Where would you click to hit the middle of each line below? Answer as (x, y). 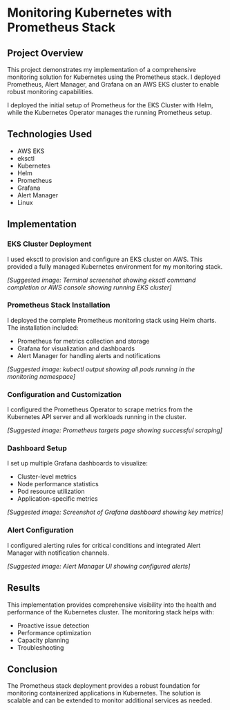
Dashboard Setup (37, 448)
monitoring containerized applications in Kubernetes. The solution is (104, 693)
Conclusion (32, 669)
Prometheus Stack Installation (59, 305)
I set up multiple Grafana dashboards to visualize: (78, 463)
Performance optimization (54, 632)
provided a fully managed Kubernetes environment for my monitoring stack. (115, 266)
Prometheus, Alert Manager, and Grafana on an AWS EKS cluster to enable (113, 84)
